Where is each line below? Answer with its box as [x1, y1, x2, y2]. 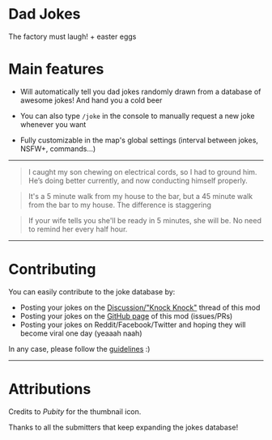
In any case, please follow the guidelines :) [8, 344, 151, 353]
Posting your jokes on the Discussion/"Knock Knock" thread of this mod [19, 302, 261, 312]
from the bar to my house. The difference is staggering [28, 200, 212, 209]
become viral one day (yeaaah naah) [19, 328, 142, 338]
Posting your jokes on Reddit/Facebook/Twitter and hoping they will [19, 319, 246, 329]
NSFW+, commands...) [19, 143, 96, 154]
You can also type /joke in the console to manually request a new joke [19, 111, 255, 121]
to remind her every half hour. [28, 224, 128, 234]
